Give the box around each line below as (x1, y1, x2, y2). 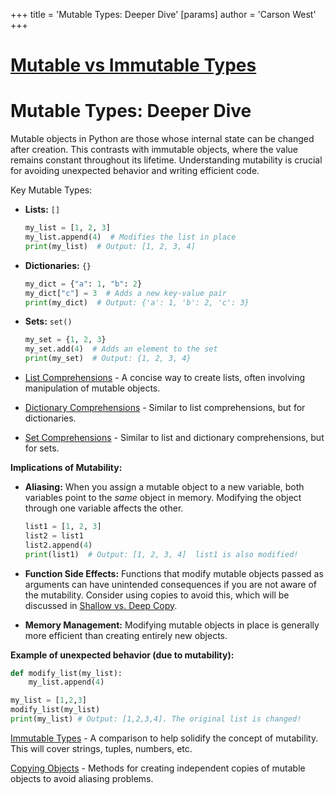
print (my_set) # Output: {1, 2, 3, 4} (24, 354, 192, 364)
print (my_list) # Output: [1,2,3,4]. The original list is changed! (10, 714, 302, 724)
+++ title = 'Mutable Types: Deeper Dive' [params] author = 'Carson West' (10, 9, 317, 20)
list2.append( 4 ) (24, 540, 93, 550)
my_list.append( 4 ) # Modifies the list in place (24, 232, 237, 242)
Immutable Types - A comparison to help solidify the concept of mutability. (10, 732, 319, 744)
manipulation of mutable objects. (24, 382, 161, 394)
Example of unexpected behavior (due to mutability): (10, 649, 235, 661)
